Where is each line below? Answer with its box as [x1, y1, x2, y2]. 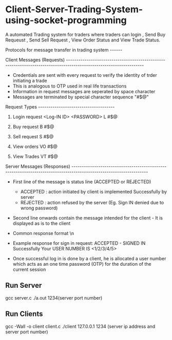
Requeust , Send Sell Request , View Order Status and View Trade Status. [5, 37, 161, 43]
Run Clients [5, 310, 43, 318]
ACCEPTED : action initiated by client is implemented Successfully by [20, 188, 167, 195]
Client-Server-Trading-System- [5, 4, 143, 15]
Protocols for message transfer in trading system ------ [5, 47, 123, 53]
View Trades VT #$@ [12, 153, 58, 159]
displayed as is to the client [12, 220, 71, 226]
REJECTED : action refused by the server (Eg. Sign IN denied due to [20, 199, 164, 205]
